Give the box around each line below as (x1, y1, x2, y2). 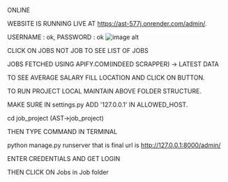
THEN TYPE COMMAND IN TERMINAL (7, 128, 118, 135)
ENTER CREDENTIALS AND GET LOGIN (7, 155, 121, 162)
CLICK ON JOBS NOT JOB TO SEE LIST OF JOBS (7, 47, 149, 54)
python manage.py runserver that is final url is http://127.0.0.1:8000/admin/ (7, 141, 221, 149)
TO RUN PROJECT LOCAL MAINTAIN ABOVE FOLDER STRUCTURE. (7, 87, 202, 95)
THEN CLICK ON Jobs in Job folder (7, 168, 109, 176)
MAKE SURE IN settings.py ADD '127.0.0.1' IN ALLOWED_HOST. (7, 100, 188, 109)
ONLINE (7, 6, 30, 14)
